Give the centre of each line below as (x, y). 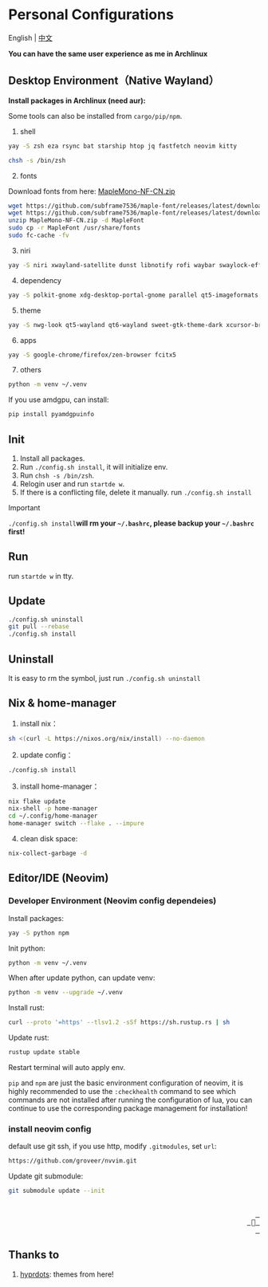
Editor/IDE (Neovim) (59, 878)
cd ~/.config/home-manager (53, 816)
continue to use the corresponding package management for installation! (128, 1108)
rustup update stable (44, 1053)
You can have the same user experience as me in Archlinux (108, 53)
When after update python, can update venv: (82, 978)
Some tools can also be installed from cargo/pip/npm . (95, 116)
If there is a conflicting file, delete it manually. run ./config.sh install (136, 492)
